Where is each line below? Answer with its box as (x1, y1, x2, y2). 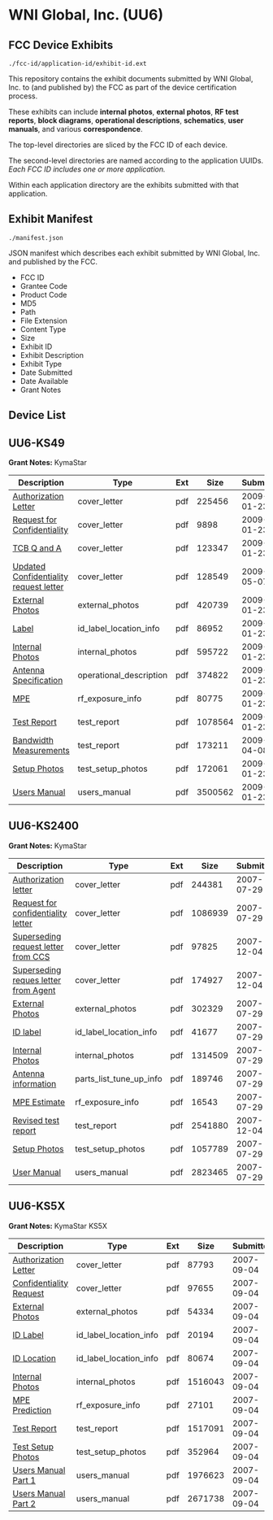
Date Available (19, 376, 69, 385)
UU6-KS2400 (8, 819, 80, 833)
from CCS (12, 951, 50, 962)
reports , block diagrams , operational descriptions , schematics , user (8, 115, 244, 125)
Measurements (12, 745, 71, 756)
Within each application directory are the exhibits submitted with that (8, 181, 240, 189)
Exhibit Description (19, 350, 84, 359)
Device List (8, 408, 67, 422)
